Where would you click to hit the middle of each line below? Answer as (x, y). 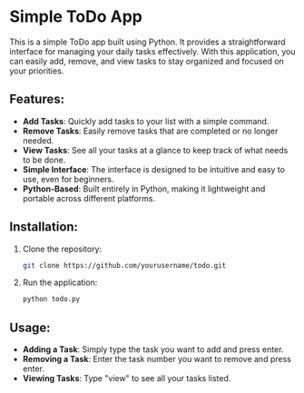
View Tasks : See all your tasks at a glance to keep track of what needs (155, 150)
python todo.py (51, 300)
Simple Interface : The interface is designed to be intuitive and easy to (154, 169)
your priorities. (37, 71)
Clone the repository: (62, 249)
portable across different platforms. (89, 198)
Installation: (44, 227)
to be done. (44, 160)
